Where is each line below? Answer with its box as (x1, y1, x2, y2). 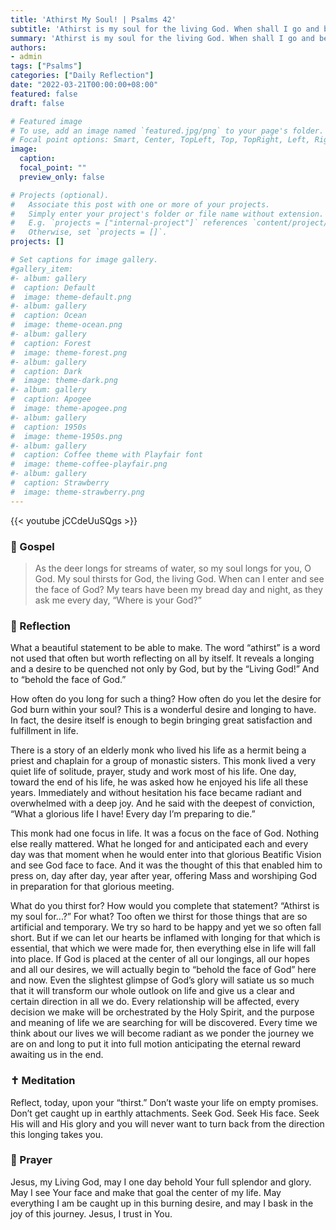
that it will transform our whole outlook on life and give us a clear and (10, 985, 295, 997)
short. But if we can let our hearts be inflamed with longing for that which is (10, 932, 321, 944)
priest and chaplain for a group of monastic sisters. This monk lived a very (10, 755, 317, 767)
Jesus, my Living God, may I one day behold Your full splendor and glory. (10, 1176, 312, 1188)
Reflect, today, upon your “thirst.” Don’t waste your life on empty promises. (10, 1096, 319, 1108)
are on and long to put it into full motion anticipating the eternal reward (10, 1038, 302, 1050)
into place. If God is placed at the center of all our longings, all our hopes (10, 953, 310, 965)
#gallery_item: (10, 264, 74, 274)
